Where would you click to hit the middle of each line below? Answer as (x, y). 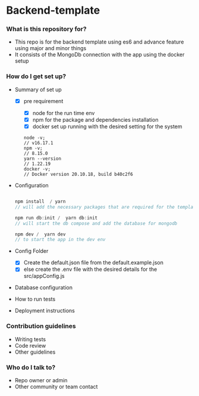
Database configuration (44, 287)
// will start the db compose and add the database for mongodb (96, 223)
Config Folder (31, 251)
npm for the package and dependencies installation (95, 119)
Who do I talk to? (31, 367)
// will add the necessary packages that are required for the (95, 207)
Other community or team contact (56, 386)
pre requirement (43, 101)
